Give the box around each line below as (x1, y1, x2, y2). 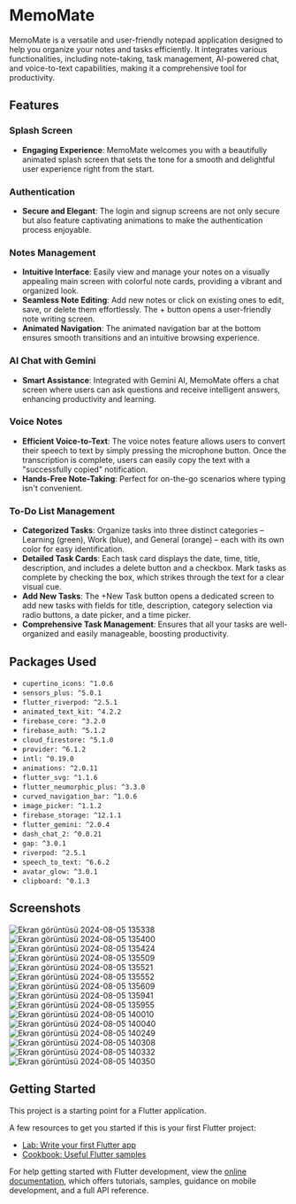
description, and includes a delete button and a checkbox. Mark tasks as (21, 563, 287, 574)
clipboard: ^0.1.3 (21, 876, 90, 885)
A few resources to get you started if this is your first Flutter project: (9, 1122, 256, 1133)
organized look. (21, 285, 80, 297)
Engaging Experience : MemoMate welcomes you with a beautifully (21, 144, 268, 155)
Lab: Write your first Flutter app (21, 1139, 137, 1150)
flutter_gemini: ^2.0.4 (21, 820, 110, 829)
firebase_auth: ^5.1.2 (21, 726, 106, 735)
